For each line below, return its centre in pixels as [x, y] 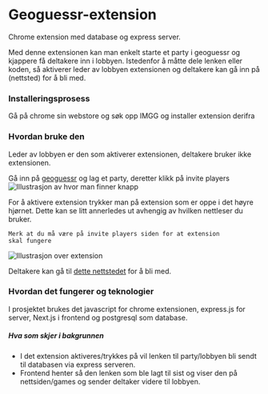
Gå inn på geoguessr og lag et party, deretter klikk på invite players [119, 178]
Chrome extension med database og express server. [95, 37]
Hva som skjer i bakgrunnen [56, 336]
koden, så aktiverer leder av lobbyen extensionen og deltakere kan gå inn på [134, 69]
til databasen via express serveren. [78, 364]
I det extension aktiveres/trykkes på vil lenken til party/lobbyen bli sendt [138, 356]
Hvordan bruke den [47, 137]
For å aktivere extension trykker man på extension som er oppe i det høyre [131, 202]
